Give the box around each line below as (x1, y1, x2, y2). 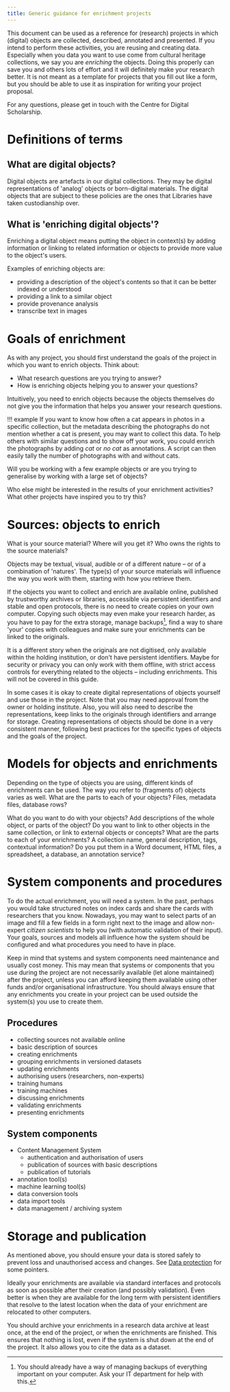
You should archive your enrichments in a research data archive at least (7, 1321, 209, 1330)
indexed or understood (16, 285, 82, 293)
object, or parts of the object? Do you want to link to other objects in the (7, 821, 210, 829)
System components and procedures (7, 874, 222, 890)
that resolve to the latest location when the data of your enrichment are (7, 1301, 207, 1309)
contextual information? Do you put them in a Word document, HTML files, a (7, 843, 222, 851)
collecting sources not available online (16, 1035, 125, 1043)
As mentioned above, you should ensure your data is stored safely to (7, 1251, 201, 1259)
